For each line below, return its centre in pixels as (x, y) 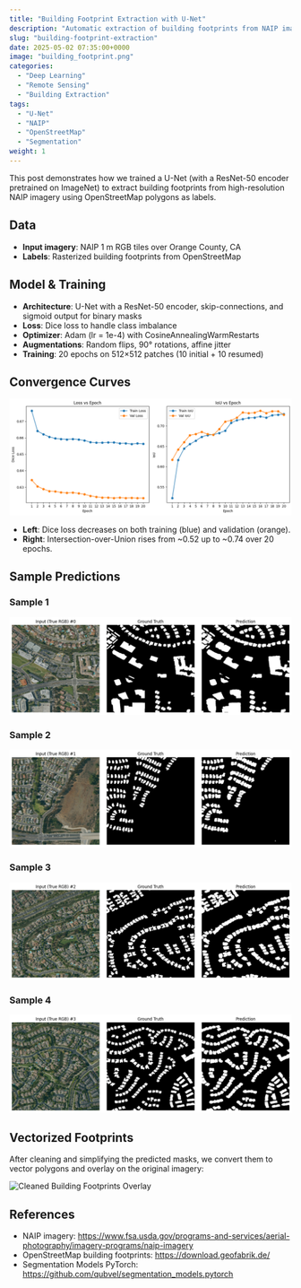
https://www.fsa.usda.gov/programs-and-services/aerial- (184, 1236)
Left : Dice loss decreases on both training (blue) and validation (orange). (156, 530)
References (42, 1214)
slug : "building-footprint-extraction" (84, 38)
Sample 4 (30, 1000)
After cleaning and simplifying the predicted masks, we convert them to (141, 1159)
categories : (31, 66)
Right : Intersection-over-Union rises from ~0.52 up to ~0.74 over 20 (148, 539)
